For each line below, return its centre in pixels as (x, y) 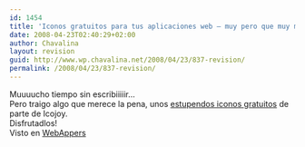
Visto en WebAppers (48, 132)
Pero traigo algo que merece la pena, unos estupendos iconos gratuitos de (149, 103)
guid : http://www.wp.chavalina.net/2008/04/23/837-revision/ (128, 60)
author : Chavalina (44, 43)
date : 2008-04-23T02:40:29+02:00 (73, 34)
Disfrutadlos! (33, 122)
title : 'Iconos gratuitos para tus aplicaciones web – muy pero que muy (150, 26)
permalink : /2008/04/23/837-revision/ (83, 69)
